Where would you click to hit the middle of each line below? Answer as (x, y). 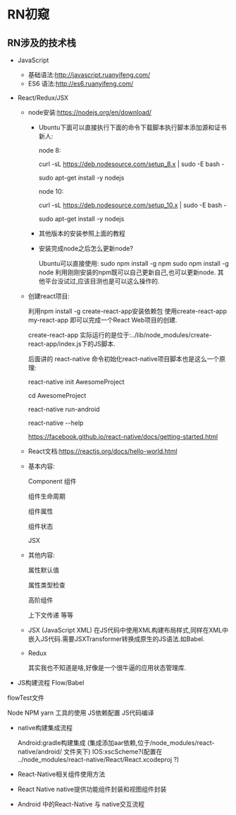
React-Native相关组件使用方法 (61, 774)
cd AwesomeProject (57, 395)
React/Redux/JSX (43, 98)
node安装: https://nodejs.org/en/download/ (90, 112)
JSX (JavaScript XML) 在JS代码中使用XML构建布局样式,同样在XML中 (128, 630)
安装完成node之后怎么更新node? (86, 248)
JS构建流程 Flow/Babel (51, 682)
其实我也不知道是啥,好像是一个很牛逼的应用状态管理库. (107, 668)
